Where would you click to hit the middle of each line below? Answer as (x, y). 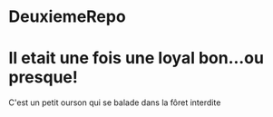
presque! (43, 78)
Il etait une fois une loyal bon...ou (136, 58)
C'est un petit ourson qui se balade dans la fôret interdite (115, 102)
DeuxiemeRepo (67, 17)
